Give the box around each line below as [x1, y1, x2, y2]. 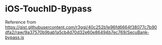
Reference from [5, 19, 36, 25]
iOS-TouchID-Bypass [5, 3, 92, 14]
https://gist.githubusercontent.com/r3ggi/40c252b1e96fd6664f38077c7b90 [5, 24, 157, 30]
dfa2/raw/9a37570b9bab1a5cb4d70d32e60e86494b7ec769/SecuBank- [5, 29, 149, 35]
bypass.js [5, 34, 24, 40]
